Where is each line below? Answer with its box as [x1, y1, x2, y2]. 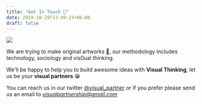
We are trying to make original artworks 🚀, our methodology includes [6, 48, 178, 55]
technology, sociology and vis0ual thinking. [6, 54, 114, 62]
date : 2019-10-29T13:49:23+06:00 [6, 15, 91, 21]
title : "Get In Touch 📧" [6, 8, 69, 15]
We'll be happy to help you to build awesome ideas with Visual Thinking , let [6, 66, 196, 73]
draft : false [6, 20, 39, 26]
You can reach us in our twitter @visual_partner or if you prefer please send [6, 84, 195, 91]
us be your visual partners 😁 [6, 73, 80, 80]
